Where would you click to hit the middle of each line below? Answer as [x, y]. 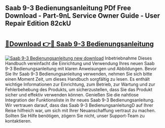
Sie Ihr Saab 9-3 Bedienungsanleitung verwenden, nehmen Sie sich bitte [79, 74]
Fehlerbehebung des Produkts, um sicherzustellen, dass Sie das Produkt [79, 90]
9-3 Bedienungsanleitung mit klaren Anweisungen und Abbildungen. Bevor [81, 69]
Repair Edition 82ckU [38, 23]
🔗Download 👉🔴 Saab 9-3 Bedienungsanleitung [80, 44]
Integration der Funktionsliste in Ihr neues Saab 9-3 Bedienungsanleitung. [80, 100]
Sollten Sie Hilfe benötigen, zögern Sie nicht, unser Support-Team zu [75, 116]
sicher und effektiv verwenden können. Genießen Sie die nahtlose [72, 95]
